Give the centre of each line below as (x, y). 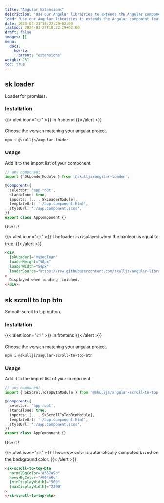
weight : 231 (17, 60)
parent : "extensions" (40, 55)
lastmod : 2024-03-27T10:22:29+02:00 (42, 28)
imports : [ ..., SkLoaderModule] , (43, 199)
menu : (10, 42)
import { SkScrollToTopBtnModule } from (47, 393)
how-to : (21, 50)
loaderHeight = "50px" (30, 262)
